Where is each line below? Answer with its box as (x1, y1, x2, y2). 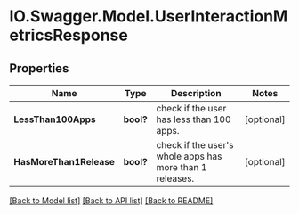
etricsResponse (9, 25, 129, 45)
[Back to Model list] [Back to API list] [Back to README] (9, 195, 214, 206)
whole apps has (156, 150, 222, 162)
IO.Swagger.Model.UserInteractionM (9, 6, 288, 27)
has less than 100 (156, 113, 231, 126)
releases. (156, 172, 195, 185)
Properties (9, 61, 69, 76)
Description (170, 87, 222, 99)
